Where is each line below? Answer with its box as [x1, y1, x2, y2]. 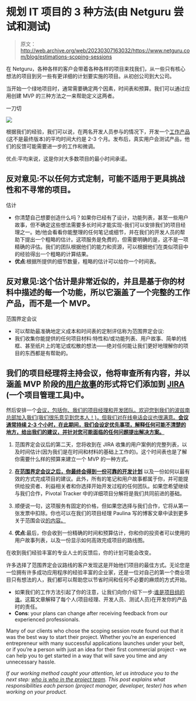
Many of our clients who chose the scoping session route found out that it [6, 627, 184, 634]
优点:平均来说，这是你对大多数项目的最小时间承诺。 [6, 155, 131, 162]
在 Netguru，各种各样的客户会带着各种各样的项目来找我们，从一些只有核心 [6, 65, 185, 72]
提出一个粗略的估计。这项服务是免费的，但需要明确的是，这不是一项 [24, 236, 188, 243]
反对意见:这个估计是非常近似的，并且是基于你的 [6, 277, 178, 286]
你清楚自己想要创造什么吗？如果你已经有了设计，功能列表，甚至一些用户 [14, 214, 188, 221]
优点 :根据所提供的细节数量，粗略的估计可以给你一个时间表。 [14, 258, 159, 265]
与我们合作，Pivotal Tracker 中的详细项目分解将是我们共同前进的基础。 [14, 490, 185, 497]
